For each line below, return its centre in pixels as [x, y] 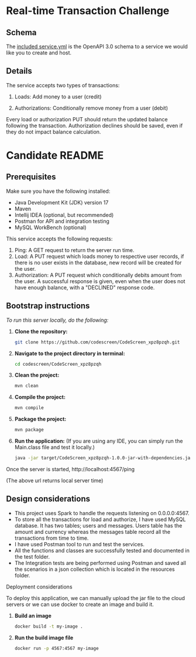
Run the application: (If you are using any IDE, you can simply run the [99, 441]
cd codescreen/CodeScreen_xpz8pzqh [58, 364]
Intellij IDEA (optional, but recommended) [64, 215]
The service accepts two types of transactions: [63, 85]
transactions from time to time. [51, 538]
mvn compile [29, 408]
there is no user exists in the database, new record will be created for [98, 263]
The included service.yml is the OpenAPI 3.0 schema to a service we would [97, 46]
